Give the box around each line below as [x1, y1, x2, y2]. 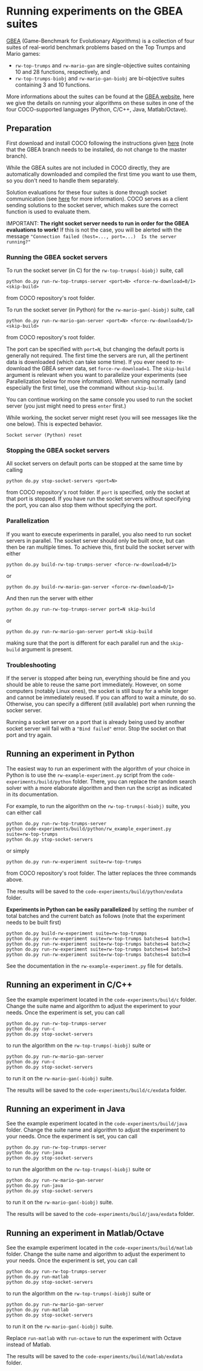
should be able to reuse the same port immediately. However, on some [6, 680, 182, 688]
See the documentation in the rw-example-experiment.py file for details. [6, 962, 183, 969]
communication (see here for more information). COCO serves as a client [6, 195, 188, 202]
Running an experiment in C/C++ [6, 980, 133, 990]
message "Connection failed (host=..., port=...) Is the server [6, 232, 177, 240]
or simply [6, 847, 30, 854]
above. [6, 875, 24, 883]
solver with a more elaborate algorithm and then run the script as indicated [6, 784, 192, 791]
